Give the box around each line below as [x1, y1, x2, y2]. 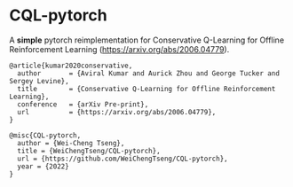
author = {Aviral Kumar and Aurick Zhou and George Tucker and [17, 68, 280, 78]
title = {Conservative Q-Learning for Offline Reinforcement [17, 84, 276, 93]
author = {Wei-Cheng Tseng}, [17, 138, 125, 147]
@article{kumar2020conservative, [9, 61, 133, 70]
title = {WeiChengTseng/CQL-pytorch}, [17, 146, 162, 155]
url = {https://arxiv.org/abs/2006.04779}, [17, 107, 217, 116]
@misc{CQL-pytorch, [9, 130, 82, 140]
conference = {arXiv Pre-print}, [17, 99, 149, 109]
